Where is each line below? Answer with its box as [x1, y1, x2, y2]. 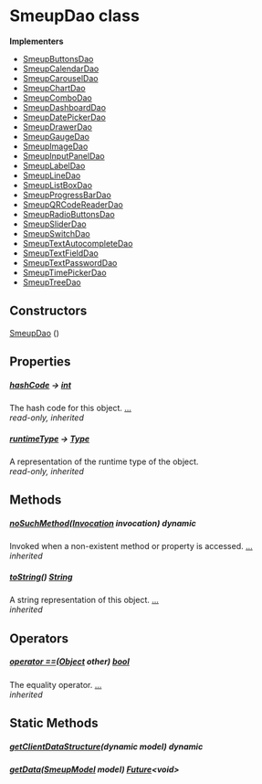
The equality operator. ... [9, 679, 102, 690]
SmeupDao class [9, 5, 140, 26]
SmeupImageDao [22, 141, 89, 152]
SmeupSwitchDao [22, 228, 90, 238]
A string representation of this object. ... [9, 595, 160, 606]
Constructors [9, 303, 88, 319]
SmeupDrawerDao [22, 121, 93, 132]
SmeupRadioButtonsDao [22, 208, 116, 219]
